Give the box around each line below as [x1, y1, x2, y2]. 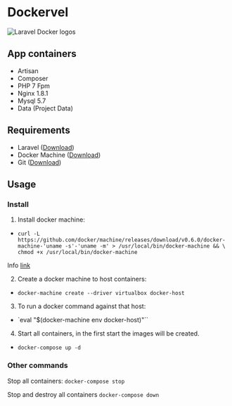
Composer [17, 74, 49, 82]
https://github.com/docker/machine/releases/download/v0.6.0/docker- [17, 236, 226, 243]
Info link [7, 261, 30, 269]
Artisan [17, 66, 39, 75]
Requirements [7, 125, 70, 137]
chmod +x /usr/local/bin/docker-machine [17, 249, 138, 256]
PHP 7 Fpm [17, 82, 51, 90]
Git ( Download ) [17, 158, 62, 166]
